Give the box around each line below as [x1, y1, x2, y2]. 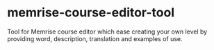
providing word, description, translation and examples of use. [7, 34, 183, 42]
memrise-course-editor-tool [7, 5, 175, 21]
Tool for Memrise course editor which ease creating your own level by [7, 27, 208, 36]
